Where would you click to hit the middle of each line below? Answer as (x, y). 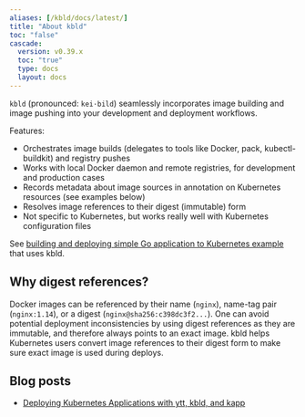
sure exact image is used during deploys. (86, 352)
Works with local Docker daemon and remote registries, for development (159, 167)
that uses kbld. (37, 253)
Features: (27, 130)
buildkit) (38, 158)
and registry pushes (92, 158)
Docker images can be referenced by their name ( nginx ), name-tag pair (143, 304)
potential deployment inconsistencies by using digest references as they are (152, 323)
